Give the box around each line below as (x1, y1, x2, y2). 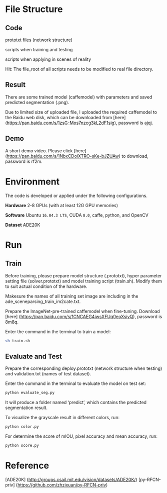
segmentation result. (5, 405, 47, 411)
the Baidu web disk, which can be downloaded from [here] (5, 114, 126, 120)
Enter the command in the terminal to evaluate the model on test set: (5, 380, 146, 386)
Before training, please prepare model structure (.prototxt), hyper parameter (5, 272, 162, 278)
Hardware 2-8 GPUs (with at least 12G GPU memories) (5, 202, 118, 208)
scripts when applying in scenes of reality (5, 56, 91, 62)
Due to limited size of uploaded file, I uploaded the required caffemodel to (5, 109, 157, 115)
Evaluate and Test (5, 352, 62, 360)
